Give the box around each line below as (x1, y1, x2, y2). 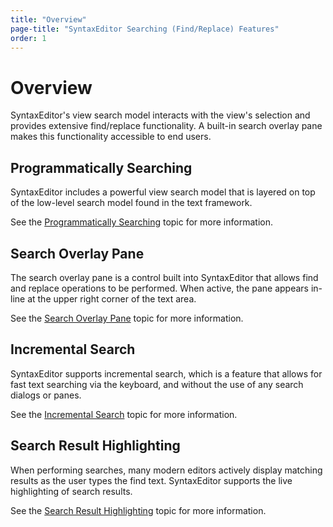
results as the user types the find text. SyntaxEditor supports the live (10, 474, 293, 486)
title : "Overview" (10, 14, 87, 25)
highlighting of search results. (10, 485, 133, 497)
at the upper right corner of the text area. (27, 292, 197, 305)
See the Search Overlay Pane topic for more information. (10, 312, 244, 324)
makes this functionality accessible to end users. (10, 131, 212, 143)
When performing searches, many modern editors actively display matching (10, 464, 323, 476)
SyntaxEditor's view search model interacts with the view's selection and (10, 109, 311, 121)
